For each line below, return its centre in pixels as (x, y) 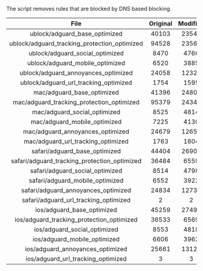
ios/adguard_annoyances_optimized (76, 249)
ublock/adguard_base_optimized (76, 34)
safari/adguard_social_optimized (76, 171)
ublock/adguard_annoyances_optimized (76, 73)
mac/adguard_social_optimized (76, 112)
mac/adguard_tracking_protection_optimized (76, 102)
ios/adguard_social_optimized (76, 229)
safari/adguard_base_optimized (76, 151)
